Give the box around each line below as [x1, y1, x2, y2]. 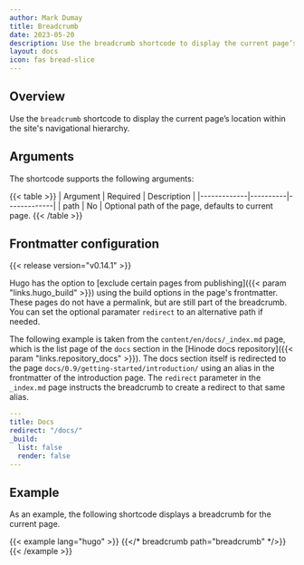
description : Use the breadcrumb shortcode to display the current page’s [9, 38, 298, 48]
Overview [9, 89, 66, 104]
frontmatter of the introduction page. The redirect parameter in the [9, 373, 261, 384]
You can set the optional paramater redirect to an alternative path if [9, 307, 264, 317]
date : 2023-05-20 [9, 30, 75, 39]
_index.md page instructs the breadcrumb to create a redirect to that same [9, 382, 286, 393]
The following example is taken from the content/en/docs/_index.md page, [9, 334, 286, 345]
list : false [17, 443, 63, 452]
